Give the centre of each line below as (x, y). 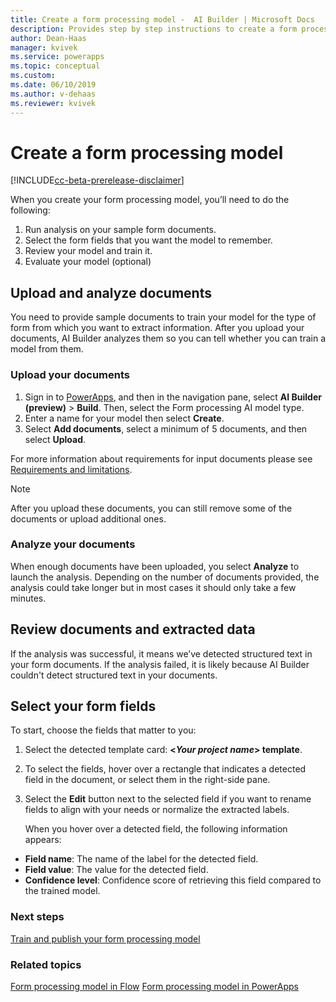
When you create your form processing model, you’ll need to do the (150, 200)
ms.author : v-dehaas (53, 94)
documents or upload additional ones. (88, 518)
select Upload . (55, 439)
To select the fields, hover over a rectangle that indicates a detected (165, 769)
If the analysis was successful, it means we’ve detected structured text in (161, 653)
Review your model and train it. (88, 251)
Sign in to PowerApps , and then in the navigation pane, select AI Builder (173, 397)
